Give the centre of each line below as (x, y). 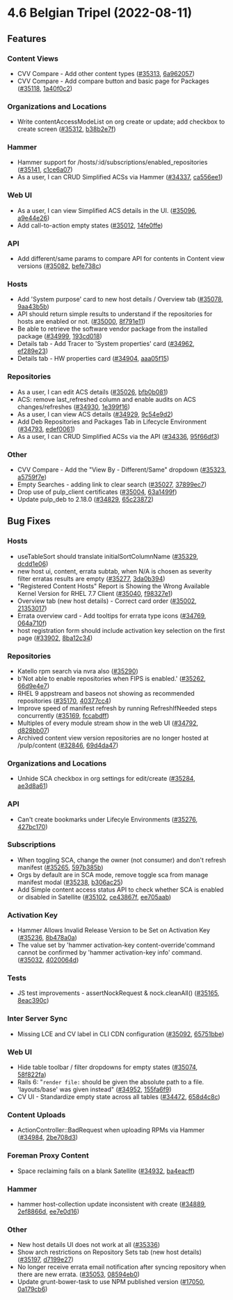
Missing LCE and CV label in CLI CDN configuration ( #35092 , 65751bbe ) (121, 1033)
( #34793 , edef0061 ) (46, 429)
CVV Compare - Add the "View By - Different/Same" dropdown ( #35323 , (122, 470)
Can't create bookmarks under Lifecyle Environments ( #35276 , (107, 819)
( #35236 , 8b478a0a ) (47, 938)
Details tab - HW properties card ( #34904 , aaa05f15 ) (93, 359)
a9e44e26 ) (33, 218)
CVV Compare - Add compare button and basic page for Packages (113, 81)
